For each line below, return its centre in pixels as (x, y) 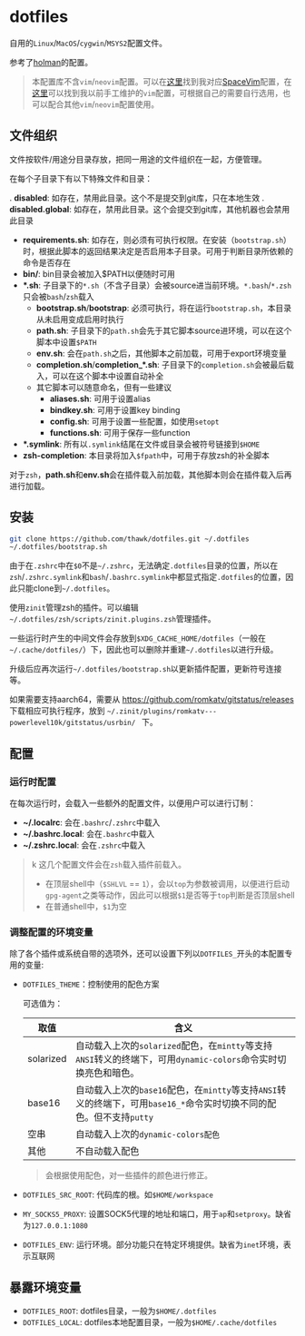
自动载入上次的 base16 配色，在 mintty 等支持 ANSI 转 (181, 1090)
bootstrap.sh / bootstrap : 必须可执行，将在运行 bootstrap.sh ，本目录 (164, 308)
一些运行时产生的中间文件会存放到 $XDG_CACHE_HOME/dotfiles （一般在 (138, 638)
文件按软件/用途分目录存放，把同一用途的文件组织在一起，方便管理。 (138, 159)
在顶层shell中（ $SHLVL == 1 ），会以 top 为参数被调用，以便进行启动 (167, 884)
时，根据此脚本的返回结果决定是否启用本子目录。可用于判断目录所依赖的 (157, 250)
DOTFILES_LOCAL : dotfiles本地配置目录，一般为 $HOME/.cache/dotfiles (150, 1322)
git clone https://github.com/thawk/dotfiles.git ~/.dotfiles (129, 539)
